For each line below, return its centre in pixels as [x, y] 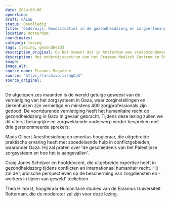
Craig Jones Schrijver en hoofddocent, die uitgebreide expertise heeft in [80, 163]
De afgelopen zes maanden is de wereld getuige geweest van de [73, 94]
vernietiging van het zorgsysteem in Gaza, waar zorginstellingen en [75, 100]
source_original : [24, 80]
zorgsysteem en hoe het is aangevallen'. [47, 153]
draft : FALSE [19, 19]
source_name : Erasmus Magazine [38, 71]
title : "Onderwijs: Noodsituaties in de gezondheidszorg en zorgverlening [86, 29]
